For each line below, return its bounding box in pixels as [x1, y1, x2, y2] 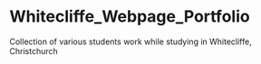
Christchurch [9, 45, 59, 56]
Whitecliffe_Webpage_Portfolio [9, 6, 251, 27]
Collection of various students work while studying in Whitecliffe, [9, 36, 252, 47]
